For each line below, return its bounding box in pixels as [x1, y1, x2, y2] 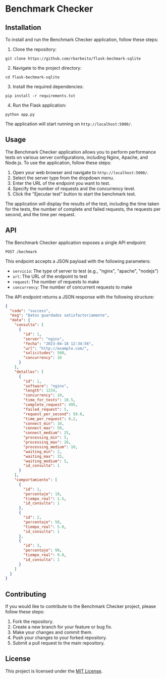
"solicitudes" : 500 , [23, 351, 67, 356]
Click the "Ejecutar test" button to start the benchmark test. [12, 190, 136, 197]
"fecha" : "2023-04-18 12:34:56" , [23, 341, 94, 346]
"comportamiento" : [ [14, 477, 58, 482]
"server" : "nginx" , [23, 336, 65, 342]
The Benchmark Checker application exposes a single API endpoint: [5, 239, 147, 246]
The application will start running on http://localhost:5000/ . [5, 121, 132, 127]
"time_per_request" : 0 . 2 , [23, 416, 78, 421]
